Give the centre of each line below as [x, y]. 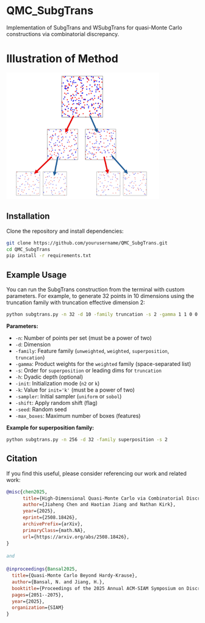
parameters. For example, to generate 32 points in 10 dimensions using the [100, 296]
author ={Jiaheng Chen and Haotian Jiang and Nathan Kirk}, [99, 505]
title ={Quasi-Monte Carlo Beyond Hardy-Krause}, [75, 576]
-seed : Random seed [41, 409]
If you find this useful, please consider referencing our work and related [97, 473]
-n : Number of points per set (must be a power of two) [84, 338]
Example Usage [37, 275]
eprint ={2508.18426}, [50, 518]
